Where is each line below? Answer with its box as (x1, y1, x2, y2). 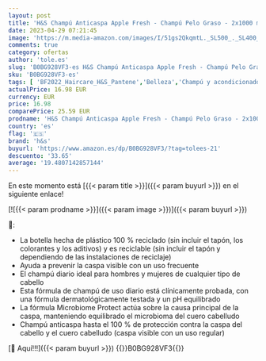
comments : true (8, 41, 59, 49)
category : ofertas (8, 48, 69, 56)
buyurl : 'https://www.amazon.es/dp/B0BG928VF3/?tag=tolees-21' (8, 144, 222, 152)
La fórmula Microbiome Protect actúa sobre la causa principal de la (19, 303, 239, 313)
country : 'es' (8, 122, 55, 130)
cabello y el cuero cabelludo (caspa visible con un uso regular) (19, 328, 226, 338)
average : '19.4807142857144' (8, 159, 104, 167)
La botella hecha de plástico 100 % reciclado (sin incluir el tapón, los (19, 236, 244, 245)
